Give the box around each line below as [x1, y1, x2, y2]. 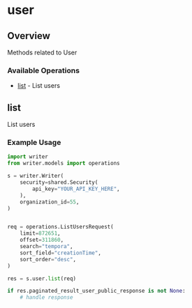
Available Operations [7, 66, 80, 75]
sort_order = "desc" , [20, 256, 77, 263]
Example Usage [7, 138, 61, 148]
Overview [7, 30, 51, 42]
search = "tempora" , [20, 243, 73, 250]
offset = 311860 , [20, 236, 64, 244]
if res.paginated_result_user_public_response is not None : [7, 288, 186, 295]
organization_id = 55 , [20, 198, 80, 206]
